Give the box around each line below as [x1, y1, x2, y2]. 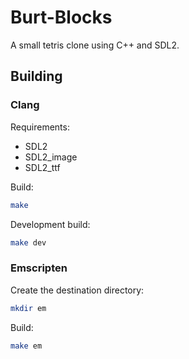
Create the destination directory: [10, 284, 145, 296]
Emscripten [10, 261, 68, 275]
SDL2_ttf [24, 161, 61, 173]
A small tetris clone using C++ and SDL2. [10, 39, 180, 51]
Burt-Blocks [10, 6, 113, 29]
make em [10, 341, 43, 351]
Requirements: [10, 121, 70, 133]
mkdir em [10, 303, 47, 313]
